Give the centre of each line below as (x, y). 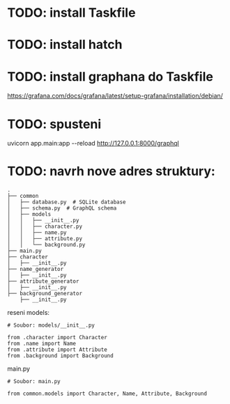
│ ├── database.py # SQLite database (67, 202)
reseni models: (29, 313)
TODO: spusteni (54, 124)
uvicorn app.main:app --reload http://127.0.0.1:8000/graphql (93, 143)
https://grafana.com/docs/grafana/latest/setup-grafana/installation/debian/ (115, 96)
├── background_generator (45, 294)
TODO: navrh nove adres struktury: (112, 171)
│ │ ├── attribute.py (45, 239)
